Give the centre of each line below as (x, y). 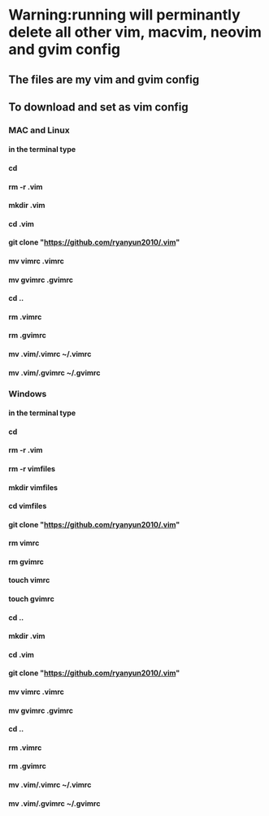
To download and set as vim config (98, 107)
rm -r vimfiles (32, 468)
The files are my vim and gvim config (104, 79)
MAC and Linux (39, 130)
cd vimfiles (28, 506)
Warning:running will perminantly (125, 15)
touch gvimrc (31, 599)
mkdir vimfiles (33, 487)
